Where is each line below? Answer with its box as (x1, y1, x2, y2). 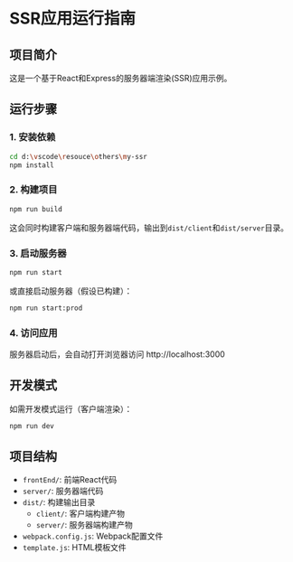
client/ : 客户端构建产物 (35, 508, 125, 520)
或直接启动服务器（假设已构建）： (9, 286, 133, 296)
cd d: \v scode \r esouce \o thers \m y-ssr (9, 152, 147, 161)
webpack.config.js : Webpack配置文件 (22, 530, 164, 542)
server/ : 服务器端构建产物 (35, 520, 133, 530)
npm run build (9, 204, 63, 213)
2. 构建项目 (9, 183, 58, 196)
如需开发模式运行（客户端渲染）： (9, 403, 133, 414)
